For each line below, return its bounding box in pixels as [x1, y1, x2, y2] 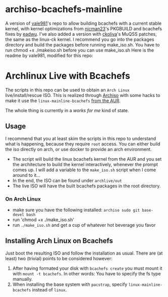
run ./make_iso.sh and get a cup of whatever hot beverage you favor [12, 222, 156, 228]
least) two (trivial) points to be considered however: [5, 255, 113, 261]
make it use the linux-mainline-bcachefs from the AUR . [5, 97, 121, 104]
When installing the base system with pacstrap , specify [12, 281, 128, 287]
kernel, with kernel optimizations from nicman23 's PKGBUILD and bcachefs [5, 25, 162, 31]
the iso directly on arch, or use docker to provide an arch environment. [5, 146, 152, 152]
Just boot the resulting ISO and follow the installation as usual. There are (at [5, 250, 163, 256]
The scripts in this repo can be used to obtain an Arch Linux [5, 87, 130, 93]
